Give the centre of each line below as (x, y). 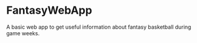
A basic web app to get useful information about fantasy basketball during (99, 27)
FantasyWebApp (49, 10)
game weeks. (23, 33)
